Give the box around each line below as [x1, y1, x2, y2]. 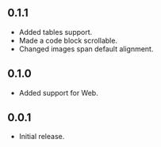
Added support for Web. [18, 88, 98, 97]
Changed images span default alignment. [18, 43, 154, 54]
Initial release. [18, 132, 65, 141]
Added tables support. [18, 27, 93, 36]
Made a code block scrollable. [18, 36, 118, 45]
